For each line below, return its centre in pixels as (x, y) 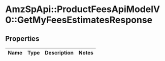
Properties (22, 39)
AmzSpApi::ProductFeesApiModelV (83, 9)
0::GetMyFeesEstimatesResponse (79, 20)
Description (59, 53)
